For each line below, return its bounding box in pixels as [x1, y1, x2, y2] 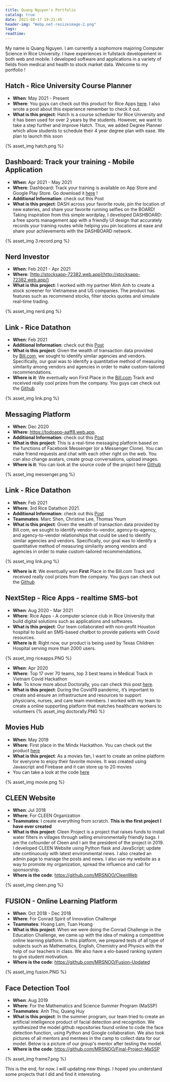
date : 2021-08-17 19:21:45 [5, 17, 62, 22]
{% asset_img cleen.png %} [5, 882, 64, 888]
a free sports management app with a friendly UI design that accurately [12, 217, 162, 223]
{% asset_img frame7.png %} [5, 1055, 67, 1062]
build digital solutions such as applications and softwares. [12, 618, 133, 624]
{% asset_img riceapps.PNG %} [5, 655, 72, 661]
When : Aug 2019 [12, 997, 48, 1003]
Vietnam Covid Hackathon [12, 676, 67, 682]
